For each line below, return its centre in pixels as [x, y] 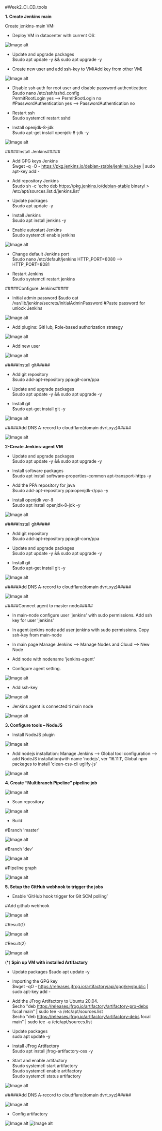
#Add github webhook [27, 906]
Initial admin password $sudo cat [45, 298]
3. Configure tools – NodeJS [34, 725]
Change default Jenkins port [40, 254]
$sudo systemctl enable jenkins [44, 235]
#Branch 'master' [22, 830]
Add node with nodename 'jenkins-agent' [54, 659]
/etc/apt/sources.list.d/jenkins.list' [46, 191]
